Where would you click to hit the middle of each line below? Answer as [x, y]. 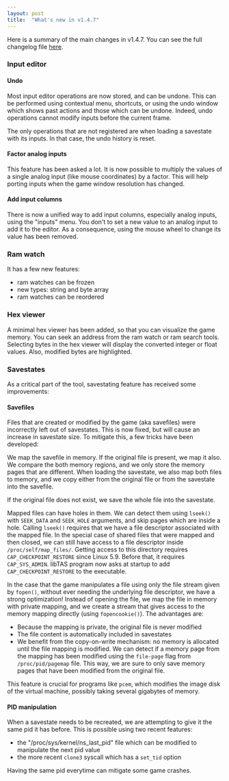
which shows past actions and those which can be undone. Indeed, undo [110, 110]
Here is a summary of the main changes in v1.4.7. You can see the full [105, 39]
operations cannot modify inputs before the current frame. [90, 118]
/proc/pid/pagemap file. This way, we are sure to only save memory [111, 664]
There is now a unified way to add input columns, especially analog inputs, [112, 215]
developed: [23, 444]
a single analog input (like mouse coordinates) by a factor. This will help [108, 176]
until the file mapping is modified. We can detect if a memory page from [118, 649]
